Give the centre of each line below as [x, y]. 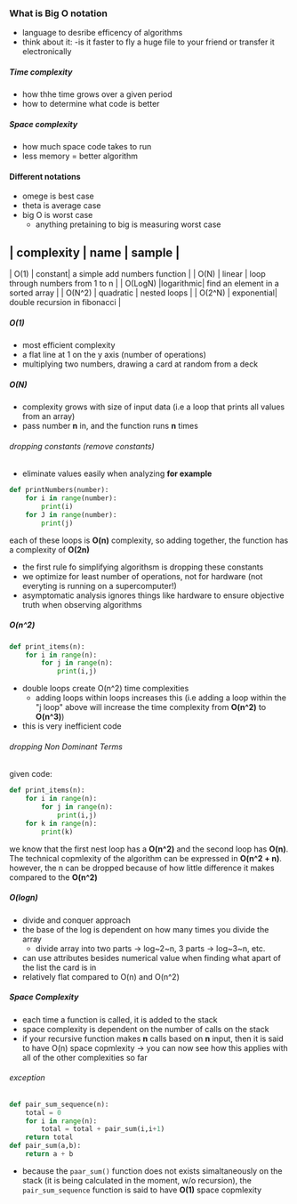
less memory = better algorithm [80, 156]
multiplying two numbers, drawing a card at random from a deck [140, 364]
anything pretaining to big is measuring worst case [128, 224]
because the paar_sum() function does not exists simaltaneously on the [152, 1171]
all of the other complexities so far [85, 1057]
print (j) [57, 523]
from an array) [48, 416]
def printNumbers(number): [59, 490]
